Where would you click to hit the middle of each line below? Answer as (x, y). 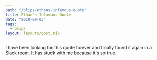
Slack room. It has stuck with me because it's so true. (61, 53)
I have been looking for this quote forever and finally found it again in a (79, 48)
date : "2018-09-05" (26, 19)
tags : (11, 24)
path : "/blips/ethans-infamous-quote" (46, 10)
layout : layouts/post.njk (32, 33)
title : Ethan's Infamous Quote (38, 15)
